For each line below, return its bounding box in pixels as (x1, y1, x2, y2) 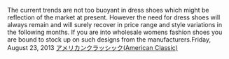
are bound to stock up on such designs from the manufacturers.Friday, (7, 35, 211, 44)
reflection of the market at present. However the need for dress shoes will (7, 13, 221, 22)
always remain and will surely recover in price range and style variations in (7, 21, 223, 28)
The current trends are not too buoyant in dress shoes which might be (7, 6, 209, 14)
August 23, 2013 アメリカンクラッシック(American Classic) (7, 44, 179, 51)
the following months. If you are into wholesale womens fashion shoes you (7, 28, 223, 36)
